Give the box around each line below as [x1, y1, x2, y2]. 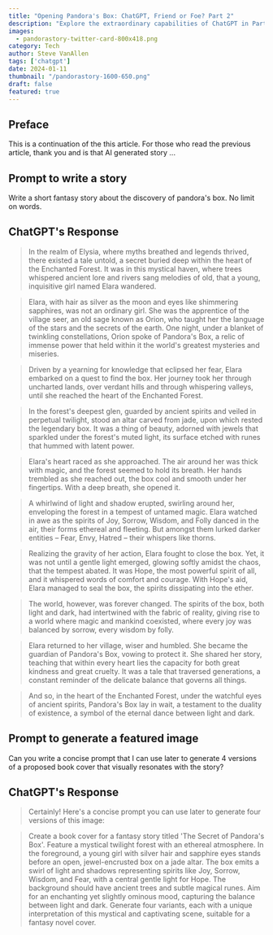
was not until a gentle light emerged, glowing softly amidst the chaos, [28, 557, 262, 567]
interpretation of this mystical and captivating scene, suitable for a [28, 909, 250, 919]
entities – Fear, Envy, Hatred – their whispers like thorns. [28, 533, 217, 542]
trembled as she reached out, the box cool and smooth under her [28, 473, 247, 484]
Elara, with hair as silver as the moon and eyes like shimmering [28, 297, 239, 307]
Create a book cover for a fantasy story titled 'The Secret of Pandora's [28, 831, 265, 841]
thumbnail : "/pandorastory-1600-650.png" [8, 72, 151, 80]
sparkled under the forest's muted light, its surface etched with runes [28, 432, 261, 441]
